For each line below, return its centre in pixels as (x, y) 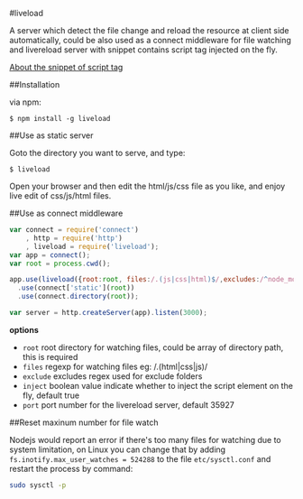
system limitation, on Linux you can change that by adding (118, 449)
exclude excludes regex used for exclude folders (112, 376)
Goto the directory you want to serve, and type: (97, 153)
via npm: (26, 102)
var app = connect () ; (50, 255)
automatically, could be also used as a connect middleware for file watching (150, 40)
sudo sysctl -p (38, 485)
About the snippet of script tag (66, 67)
